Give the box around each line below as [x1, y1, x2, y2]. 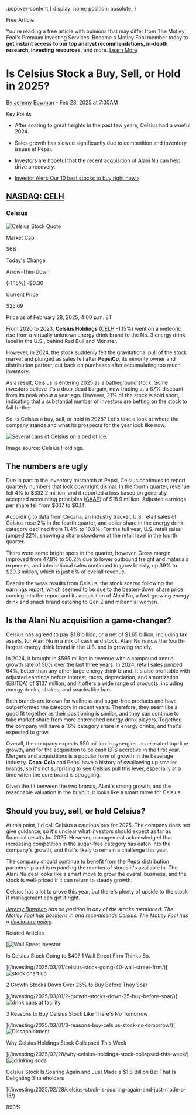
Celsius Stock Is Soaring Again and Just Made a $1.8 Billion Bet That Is [6, 1069, 177, 1076]
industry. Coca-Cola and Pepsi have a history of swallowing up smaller [6, 759, 177, 766]
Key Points [6, 110, 32, 117]
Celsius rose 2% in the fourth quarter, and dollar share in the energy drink [6, 519, 184, 526]
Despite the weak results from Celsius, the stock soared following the [6, 580, 174, 587]
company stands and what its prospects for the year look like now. [6, 421, 166, 428]
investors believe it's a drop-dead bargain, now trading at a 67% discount [6, 385, 183, 392]
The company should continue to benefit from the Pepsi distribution [6, 858, 170, 865]
